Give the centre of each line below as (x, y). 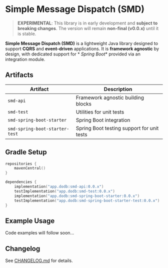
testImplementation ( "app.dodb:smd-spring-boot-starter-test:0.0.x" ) (87, 200)
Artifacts (19, 75)
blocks (83, 103)
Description (118, 89)
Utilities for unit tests (100, 112)
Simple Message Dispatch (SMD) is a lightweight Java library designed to (82, 43)
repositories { (21, 163)
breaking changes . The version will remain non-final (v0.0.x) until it (88, 28)
